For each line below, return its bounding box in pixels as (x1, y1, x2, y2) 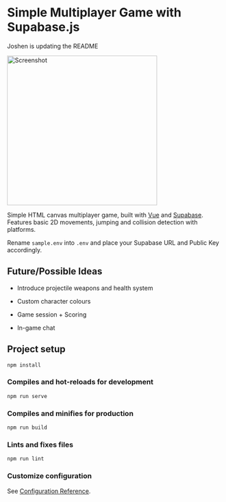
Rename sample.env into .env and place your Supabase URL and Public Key (7, 238, 219, 247)
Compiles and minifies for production (7, 408, 134, 418)
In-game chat (16, 323, 55, 332)
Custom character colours (16, 297, 91, 305)
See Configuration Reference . (7, 487, 91, 495)
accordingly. (7, 246, 42, 254)
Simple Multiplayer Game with (7, 5, 181, 21)
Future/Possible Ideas (7, 265, 103, 278)
